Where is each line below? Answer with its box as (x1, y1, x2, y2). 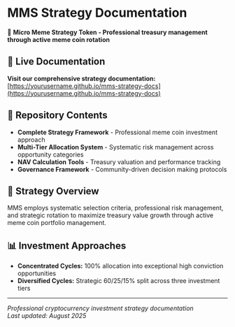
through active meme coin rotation (7, 35, 111, 43)
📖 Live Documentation (7, 56, 106, 68)
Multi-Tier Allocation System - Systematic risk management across (17, 143, 214, 151)
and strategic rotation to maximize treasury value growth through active (7, 211, 214, 219)
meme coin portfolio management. (7, 219, 107, 227)
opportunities (17, 269, 57, 277)
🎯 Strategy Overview (7, 185, 99, 197)
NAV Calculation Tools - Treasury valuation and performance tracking (17, 157, 221, 166)
